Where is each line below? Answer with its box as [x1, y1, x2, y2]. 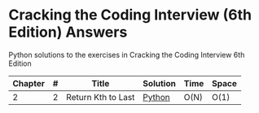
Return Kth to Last [66, 91, 135, 102]
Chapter [12, 77, 45, 89]
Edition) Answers [8, 23, 128, 41]
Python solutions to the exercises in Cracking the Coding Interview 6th [8, 50, 245, 59]
